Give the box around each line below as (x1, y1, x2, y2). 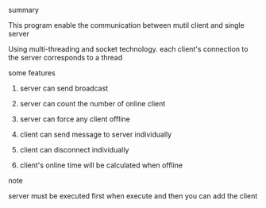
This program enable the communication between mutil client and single (8, 21, 245, 29)
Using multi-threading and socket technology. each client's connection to (8, 44, 249, 53)
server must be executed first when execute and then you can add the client (8, 191, 258, 200)
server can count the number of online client (19, 99, 166, 108)
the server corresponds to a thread (8, 53, 123, 62)
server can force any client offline (19, 114, 131, 124)
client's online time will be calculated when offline (19, 160, 183, 170)
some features (8, 68, 56, 77)
